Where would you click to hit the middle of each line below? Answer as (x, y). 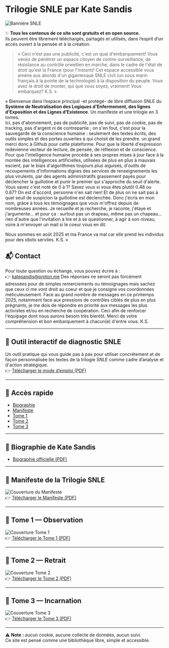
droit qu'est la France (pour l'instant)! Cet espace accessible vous (86, 70)
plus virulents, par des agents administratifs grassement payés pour (76, 176)
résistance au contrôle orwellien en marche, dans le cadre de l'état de (90, 65)
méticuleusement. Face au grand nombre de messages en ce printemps (80, 294)
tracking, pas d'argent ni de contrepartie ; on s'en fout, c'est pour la (75, 128)
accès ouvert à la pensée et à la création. (48, 44)
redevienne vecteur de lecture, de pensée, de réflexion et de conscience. (81, 149)
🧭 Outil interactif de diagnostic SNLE (63, 342)
